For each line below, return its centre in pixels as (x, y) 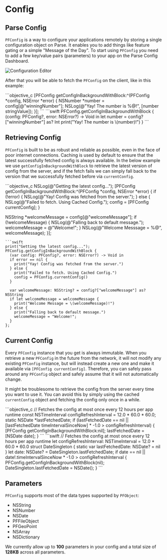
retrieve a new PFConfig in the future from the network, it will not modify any (83, 358)
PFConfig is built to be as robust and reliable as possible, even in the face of (83, 150)
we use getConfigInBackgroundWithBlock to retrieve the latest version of (79, 166)
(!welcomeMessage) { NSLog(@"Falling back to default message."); (75, 222)
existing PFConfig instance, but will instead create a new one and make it (80, 363)
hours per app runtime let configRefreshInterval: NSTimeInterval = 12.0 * (80, 441)
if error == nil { (29, 259)
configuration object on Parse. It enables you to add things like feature (77, 45)
